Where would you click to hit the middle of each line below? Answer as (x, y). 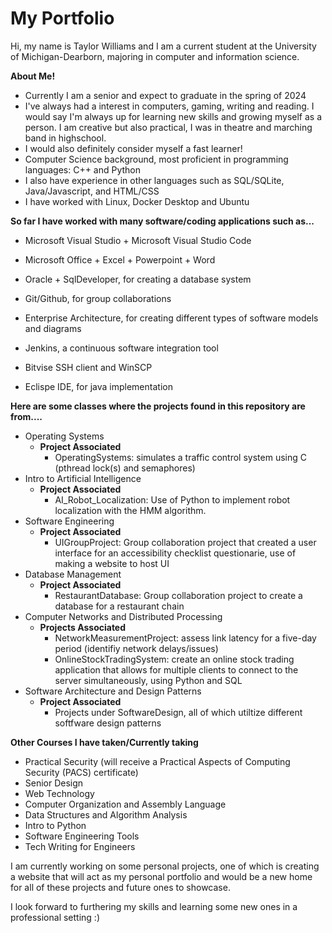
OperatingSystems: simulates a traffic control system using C (180, 457)
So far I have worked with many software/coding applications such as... (162, 221)
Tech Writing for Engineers (80, 846)
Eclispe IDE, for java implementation (98, 386)
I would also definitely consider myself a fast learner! (133, 148)
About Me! (33, 76)
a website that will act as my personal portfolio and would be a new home (161, 876)
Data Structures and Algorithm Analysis (106, 814)
